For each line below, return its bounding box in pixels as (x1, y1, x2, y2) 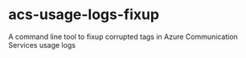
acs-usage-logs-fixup (8, 6, 159, 24)
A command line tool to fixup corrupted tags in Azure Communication (8, 32, 239, 41)
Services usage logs (8, 40, 76, 49)
